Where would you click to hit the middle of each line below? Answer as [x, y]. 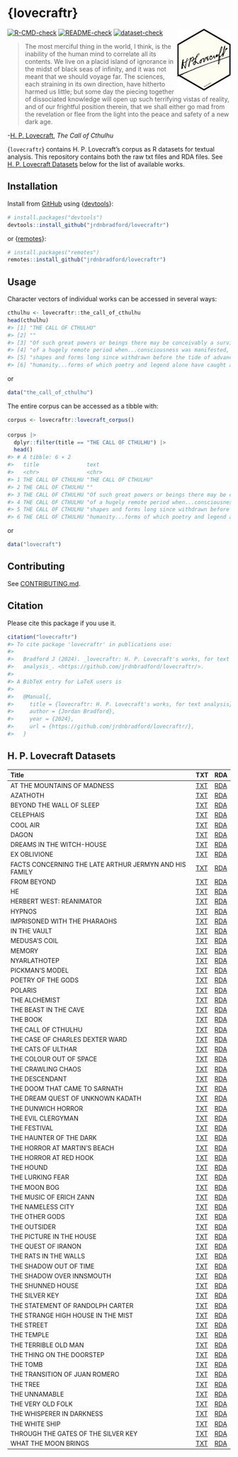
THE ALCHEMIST [35, 1000]
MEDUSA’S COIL [34, 941]
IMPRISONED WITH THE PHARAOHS [64, 921]
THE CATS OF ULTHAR [44, 1049]
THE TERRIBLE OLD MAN [47, 1345]
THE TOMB [27, 1365]
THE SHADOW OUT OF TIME [52, 1266]
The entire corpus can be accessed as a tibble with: [83, 406]
